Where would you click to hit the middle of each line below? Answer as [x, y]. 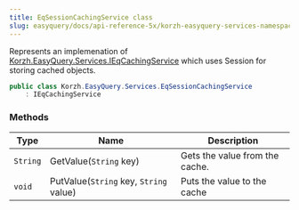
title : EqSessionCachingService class [81, 17]
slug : [19, 26]
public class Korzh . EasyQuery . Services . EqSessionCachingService [131, 86]
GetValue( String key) [95, 161]
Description [233, 141]
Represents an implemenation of [69, 51]
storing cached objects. [53, 70]
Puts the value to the [224, 181]
